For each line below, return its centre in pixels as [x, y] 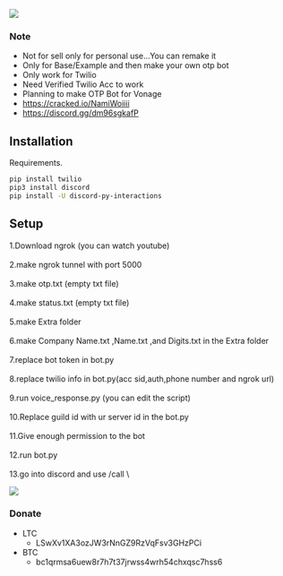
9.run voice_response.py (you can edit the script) [100, 398]
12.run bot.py [34, 455]
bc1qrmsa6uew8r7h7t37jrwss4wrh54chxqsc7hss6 [129, 562]
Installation [41, 141]
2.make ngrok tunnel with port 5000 [76, 264]
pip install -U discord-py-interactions [86, 196]
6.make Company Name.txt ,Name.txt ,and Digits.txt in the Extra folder [139, 340]
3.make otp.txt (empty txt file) [64, 283]
